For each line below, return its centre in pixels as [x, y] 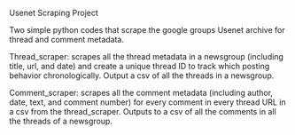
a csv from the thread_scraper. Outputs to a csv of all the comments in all [143, 111]
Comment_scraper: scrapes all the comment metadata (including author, [141, 93]
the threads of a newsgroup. [61, 121]
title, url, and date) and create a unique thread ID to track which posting [140, 66]
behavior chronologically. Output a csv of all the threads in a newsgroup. [142, 75]
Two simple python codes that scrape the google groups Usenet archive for [147, 30]
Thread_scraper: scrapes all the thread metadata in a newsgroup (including [146, 56]
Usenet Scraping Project [54, 13]
